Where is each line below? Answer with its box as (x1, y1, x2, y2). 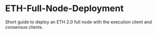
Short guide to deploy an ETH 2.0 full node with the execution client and (5, 19, 152, 25)
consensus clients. (5, 24, 44, 30)
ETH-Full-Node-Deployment (5, 3, 124, 14)
